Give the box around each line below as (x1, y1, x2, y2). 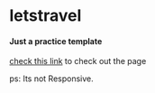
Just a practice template (9, 35, 103, 46)
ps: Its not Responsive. (9, 73, 95, 84)
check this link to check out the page (9, 56, 147, 67)
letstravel (9, 5, 82, 26)
